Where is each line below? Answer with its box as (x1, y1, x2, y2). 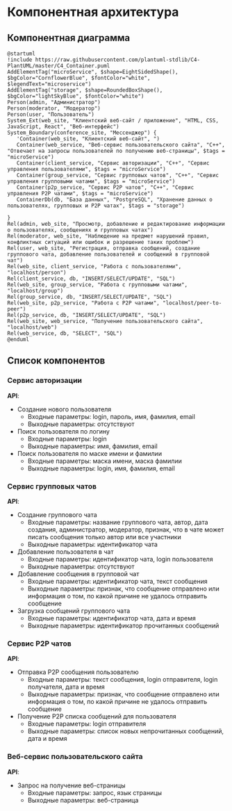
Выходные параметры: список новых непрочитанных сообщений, (27, 727, 224, 735)
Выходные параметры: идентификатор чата (27, 540, 158, 548)
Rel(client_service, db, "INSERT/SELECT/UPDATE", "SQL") (7, 275, 176, 282)
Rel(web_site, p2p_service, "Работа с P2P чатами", (7, 300, 160, 306)
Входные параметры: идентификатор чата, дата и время (27, 614, 196, 622)
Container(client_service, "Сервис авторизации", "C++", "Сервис (16, 160, 210, 167)
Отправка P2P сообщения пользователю (17, 668, 139, 676)
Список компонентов (7, 355, 106, 367)
